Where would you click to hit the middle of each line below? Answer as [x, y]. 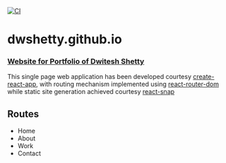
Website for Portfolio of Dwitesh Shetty [76, 61]
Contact [29, 153]
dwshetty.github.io [65, 40]
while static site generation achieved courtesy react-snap [91, 92]
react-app [22, 84]
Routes [23, 114]
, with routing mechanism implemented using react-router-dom [127, 84]
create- [204, 77]
